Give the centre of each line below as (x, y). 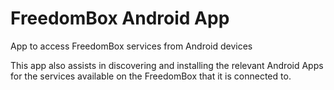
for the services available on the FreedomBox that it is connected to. (151, 76)
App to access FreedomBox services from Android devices (131, 46)
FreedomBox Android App (120, 18)
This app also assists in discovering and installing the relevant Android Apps (167, 65)
